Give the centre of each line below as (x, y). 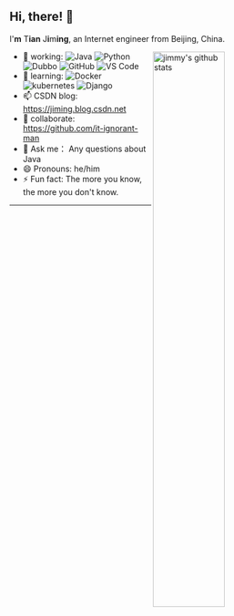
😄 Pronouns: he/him (61, 169)
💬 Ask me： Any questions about (84, 149)
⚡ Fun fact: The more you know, (82, 179)
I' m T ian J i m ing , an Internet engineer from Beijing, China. (117, 38)
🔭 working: (43, 56)
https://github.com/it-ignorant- (80, 128)
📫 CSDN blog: (50, 96)
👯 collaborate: (49, 118)
